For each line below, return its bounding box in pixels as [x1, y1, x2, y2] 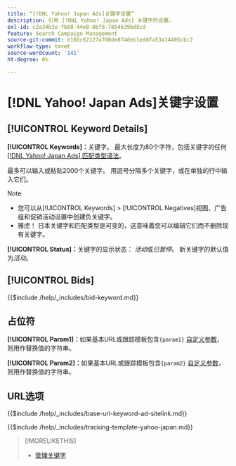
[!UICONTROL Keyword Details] [7, 123, 148, 135]
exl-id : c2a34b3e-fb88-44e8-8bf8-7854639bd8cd [7, 23, 146, 30]
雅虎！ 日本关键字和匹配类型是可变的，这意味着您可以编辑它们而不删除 [17, 221, 223, 229]
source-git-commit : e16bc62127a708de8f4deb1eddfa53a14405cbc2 [7, 37, 193, 44]
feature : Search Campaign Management [7, 30, 118, 37]
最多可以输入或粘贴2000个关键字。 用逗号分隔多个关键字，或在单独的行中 [7, 166, 221, 174]
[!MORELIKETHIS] [24, 436, 77, 445]
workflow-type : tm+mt [7, 43, 71, 50]
